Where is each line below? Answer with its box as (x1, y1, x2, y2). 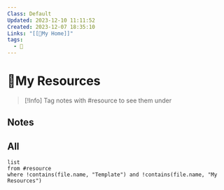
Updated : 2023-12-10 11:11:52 (7, 17, 96, 24)
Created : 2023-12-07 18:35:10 (7, 23, 96, 30)
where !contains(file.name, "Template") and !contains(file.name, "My (7, 171, 218, 179)
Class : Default (7, 10, 52, 18)
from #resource (7, 165, 52, 172)
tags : (7, 36, 23, 43)
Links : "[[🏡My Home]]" (7, 29, 73, 37)
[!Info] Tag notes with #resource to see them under (24, 96, 172, 104)
